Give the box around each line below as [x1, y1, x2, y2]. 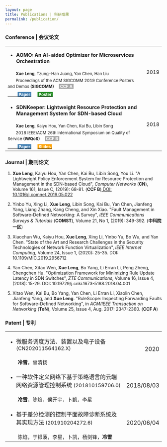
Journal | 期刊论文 [5, 159, 49, 166]
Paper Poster [18, 92, 52, 97]
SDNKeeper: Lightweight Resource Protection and [16, 104, 137, 111]
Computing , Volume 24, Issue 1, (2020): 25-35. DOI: [12, 249, 119, 255]
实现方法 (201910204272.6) [21, 419, 93, 426]
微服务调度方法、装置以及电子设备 [16, 338, 106, 345]
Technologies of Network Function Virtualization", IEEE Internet [12, 244, 142, 250]
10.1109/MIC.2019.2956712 [12, 255, 67, 261]
